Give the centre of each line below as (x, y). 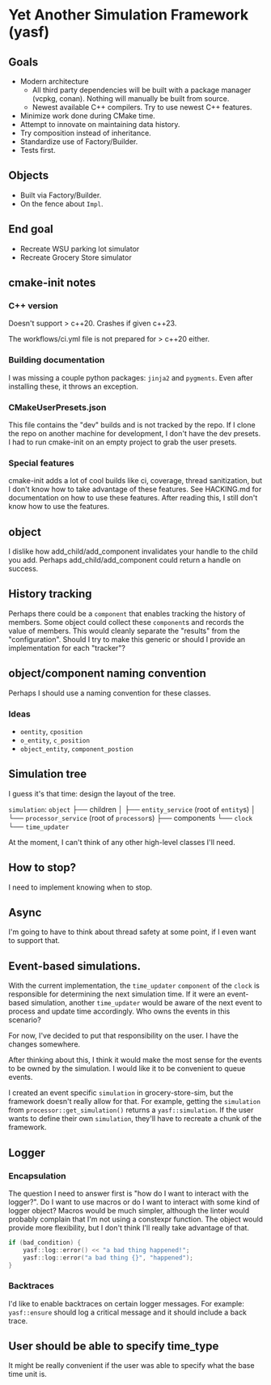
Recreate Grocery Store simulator (76, 257)
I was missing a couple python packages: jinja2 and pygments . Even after (131, 377)
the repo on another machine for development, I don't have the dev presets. (135, 433)
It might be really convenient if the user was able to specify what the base (131, 1366)
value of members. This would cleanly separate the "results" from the (124, 631)
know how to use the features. (59, 507)
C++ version (33, 305)
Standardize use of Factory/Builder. (79, 142)
